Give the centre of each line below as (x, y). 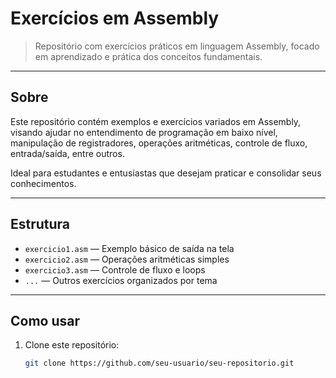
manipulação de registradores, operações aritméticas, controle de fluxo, (159, 143)
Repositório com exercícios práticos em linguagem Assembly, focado (177, 46)
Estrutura (40, 224)
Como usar (45, 320)
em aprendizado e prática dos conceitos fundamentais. (148, 56)
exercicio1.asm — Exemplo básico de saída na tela (129, 248)
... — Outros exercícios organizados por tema (121, 280)
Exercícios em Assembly (115, 18)
